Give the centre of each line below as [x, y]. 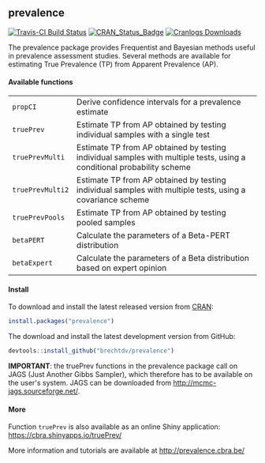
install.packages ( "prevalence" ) [61, 322]
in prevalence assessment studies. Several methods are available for [119, 55]
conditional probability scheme [133, 168]
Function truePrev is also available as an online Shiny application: [114, 427]
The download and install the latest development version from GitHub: [122, 337]
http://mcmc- [195, 382]
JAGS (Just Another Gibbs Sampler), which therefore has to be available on [131, 374]
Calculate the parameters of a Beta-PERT [153, 235]
